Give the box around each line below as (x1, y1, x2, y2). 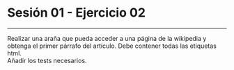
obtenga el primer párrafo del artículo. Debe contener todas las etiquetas (7, 42, 217, 50)
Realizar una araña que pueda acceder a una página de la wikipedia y (7, 34, 207, 42)
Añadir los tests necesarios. (7, 56, 87, 64)
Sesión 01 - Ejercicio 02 (7, 5, 146, 21)
